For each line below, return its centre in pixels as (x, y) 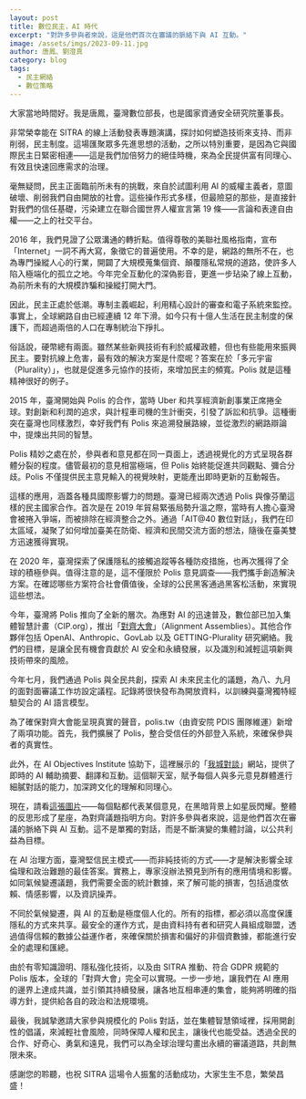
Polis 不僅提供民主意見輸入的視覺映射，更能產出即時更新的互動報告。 (155, 476)
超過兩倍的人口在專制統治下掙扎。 (105, 327)
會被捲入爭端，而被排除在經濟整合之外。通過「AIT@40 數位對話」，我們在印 (152, 518)
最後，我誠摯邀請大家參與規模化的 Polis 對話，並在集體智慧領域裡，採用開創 (153, 1020)
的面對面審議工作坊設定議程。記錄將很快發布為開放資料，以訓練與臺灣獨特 (149, 690)
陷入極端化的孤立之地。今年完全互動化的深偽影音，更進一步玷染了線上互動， (153, 274)
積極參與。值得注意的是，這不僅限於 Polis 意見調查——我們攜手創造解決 (160, 572)
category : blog (38, 60)
